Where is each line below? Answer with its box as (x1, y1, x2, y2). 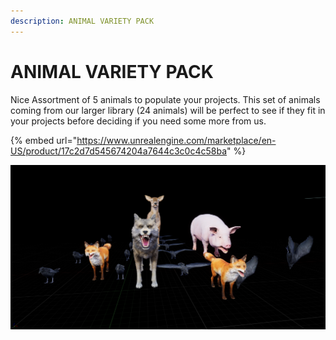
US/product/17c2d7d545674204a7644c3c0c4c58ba (10, 145, 228, 157)
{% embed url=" (10, 134, 78, 146)
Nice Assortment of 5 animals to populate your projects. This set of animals (10, 93, 321, 105)
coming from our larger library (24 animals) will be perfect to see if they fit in (10, 104, 326, 116)
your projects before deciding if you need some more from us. (10, 115, 267, 127)
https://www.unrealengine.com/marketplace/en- (76, 134, 277, 146)
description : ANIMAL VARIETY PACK (10, 16, 155, 26)
